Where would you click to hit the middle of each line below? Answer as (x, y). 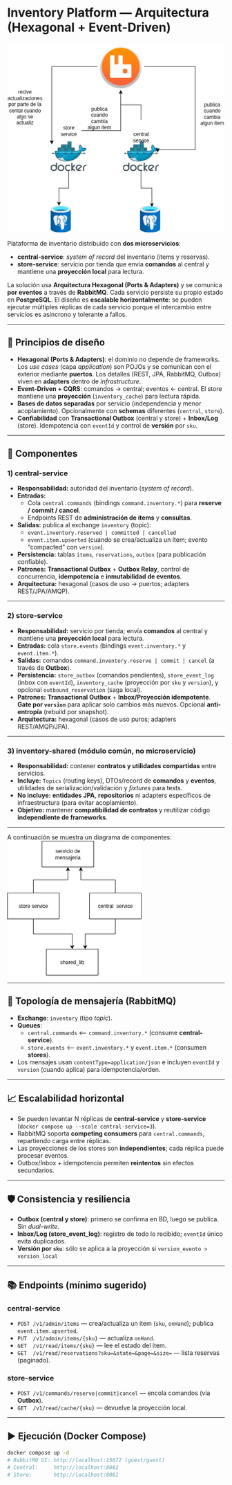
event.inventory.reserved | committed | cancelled (102, 533)
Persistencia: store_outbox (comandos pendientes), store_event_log (115, 675)
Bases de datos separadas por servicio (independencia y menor (109, 403)
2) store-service (35, 616)
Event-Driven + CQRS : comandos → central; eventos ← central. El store (119, 388)
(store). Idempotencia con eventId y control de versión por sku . (107, 425)
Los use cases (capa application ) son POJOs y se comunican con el (114, 366)
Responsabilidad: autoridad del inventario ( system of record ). (105, 489)
